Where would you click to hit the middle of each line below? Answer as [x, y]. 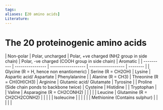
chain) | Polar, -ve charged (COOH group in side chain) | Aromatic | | [74, 61]
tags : [10, 9]
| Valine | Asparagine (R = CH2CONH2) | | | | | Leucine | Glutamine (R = [76, 92]
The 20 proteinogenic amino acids [76, 43]
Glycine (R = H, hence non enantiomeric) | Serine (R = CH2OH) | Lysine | [78, 72]
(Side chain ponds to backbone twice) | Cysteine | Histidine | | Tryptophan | [81, 87]
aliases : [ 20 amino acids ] [32, 14]
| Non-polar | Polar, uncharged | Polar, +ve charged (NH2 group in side [76, 56]
